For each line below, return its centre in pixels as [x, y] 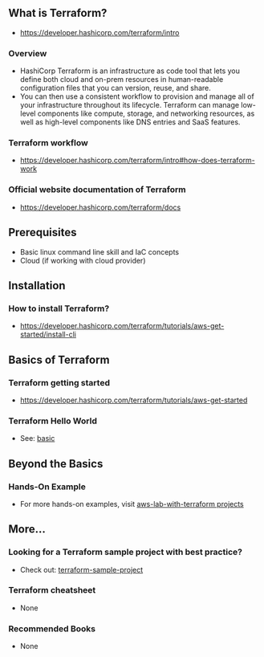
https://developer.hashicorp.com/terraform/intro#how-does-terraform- [137, 161]
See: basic [37, 439]
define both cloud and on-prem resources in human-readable [122, 80]
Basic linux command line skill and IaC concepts [99, 251]
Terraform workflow [48, 143]
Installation [37, 286]
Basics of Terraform [59, 359]
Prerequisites [43, 233]
